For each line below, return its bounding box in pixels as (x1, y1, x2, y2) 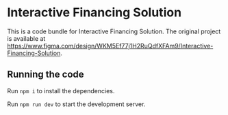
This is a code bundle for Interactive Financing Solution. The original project (7, 27, 221, 35)
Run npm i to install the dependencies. (7, 86, 115, 95)
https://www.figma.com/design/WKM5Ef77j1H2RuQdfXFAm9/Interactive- (7, 42, 214, 50)
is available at (7, 34, 46, 42)
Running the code (7, 69, 84, 80)
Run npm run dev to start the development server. (7, 100, 146, 108)
